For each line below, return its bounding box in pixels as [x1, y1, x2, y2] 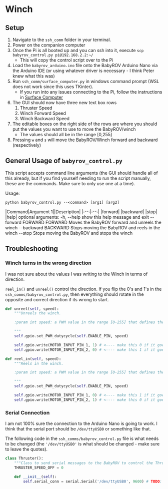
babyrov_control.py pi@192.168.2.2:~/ [12, 53, 93, 58]
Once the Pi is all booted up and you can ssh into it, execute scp [12, 48, 144, 53]
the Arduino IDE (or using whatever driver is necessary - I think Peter [12, 68, 154, 74]
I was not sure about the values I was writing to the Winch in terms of [5, 271, 148, 277]
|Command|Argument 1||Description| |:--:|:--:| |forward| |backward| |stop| [5, 209, 157, 215]
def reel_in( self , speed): [5, 356, 61, 361]
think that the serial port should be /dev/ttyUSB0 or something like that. [5, 426, 151, 432]
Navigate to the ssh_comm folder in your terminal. [12, 37, 111, 43]
